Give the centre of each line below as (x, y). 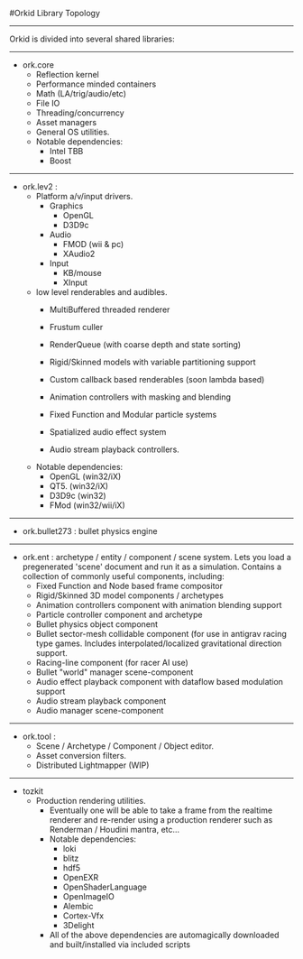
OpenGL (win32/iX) (85, 476)
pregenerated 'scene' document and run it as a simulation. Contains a (152, 567)
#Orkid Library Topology (55, 13)
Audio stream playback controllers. (115, 449)
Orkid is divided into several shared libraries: (92, 39)
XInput (75, 282)
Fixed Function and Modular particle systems (133, 415)
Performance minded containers (96, 84)
